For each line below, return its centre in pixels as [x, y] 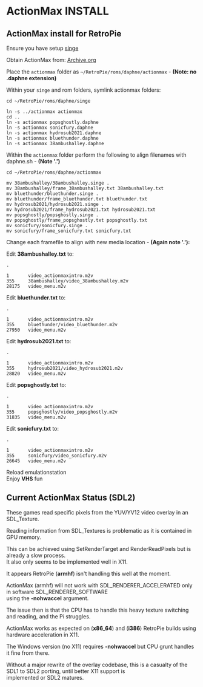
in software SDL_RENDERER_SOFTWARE [57, 592]
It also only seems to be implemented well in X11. [67, 562]
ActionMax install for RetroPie [64, 34]
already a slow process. [36, 555]
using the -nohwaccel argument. [48, 598]
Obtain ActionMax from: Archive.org [51, 60]
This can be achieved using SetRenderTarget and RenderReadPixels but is [99, 549]
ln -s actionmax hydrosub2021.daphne [54, 133]
